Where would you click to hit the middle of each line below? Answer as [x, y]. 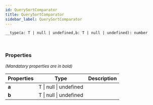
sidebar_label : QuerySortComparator [44, 19]
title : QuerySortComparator [35, 15]
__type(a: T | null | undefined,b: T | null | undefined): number [76, 33]
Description [103, 78]
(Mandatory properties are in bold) [39, 66]
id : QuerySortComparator [31, 10]
